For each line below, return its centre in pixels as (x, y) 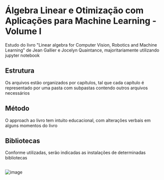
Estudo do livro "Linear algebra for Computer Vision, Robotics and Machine (81, 45)
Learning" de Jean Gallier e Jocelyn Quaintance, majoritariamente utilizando (82, 50)
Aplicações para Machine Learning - (81, 21)
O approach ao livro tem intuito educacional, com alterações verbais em (78, 120)
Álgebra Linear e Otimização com (74, 11)
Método (17, 109)
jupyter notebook (23, 55)
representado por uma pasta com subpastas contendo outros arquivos (77, 88)
